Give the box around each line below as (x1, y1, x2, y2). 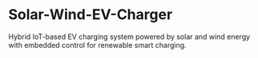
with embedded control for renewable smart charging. (8, 40, 187, 49)
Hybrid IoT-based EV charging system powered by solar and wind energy (8, 32, 251, 41)
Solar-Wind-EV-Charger (8, 6, 173, 24)
